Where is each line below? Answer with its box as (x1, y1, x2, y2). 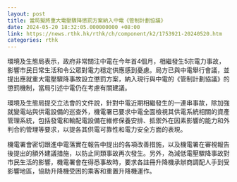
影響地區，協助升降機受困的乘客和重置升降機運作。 (7, 167, 156, 176)
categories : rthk (7, 37, 59, 44)
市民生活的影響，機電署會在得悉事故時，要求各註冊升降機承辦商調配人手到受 (7, 158, 230, 166)
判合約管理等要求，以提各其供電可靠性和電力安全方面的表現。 (7, 125, 187, 134)
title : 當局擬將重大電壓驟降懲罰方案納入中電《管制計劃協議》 (7, 17, 166, 24)
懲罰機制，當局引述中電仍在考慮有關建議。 (7, 84, 131, 92)
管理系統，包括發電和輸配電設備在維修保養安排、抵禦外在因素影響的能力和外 (7, 116, 230, 125)
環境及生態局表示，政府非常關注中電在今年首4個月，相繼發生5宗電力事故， (7, 57, 226, 66)
